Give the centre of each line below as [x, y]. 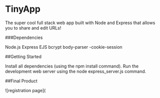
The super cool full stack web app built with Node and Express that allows [80, 23]
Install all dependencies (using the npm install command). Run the [72, 66]
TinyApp [23, 9]
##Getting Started [23, 56]
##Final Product [21, 81]
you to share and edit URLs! [33, 28]
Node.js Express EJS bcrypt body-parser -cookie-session [64, 47]
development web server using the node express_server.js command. [76, 71]
